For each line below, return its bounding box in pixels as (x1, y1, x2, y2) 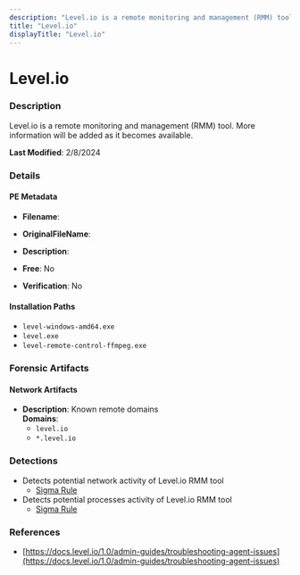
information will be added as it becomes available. (9, 129, 194, 140)
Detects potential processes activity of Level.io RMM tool (21, 494, 232, 504)
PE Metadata (9, 191, 58, 202)
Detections (9, 454, 58, 467)
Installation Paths (9, 301, 76, 312)
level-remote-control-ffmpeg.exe (21, 341, 147, 351)
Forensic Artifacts (9, 362, 89, 375)
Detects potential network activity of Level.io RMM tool (21, 475, 225, 486)
